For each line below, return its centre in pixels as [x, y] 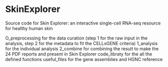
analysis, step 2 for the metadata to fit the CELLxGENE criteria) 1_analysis [81, 43]
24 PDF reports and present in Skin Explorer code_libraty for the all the [79, 54]
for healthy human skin [29, 28]
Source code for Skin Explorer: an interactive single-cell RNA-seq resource [83, 23]
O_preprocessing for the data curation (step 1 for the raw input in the [76, 38]
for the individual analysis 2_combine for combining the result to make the [82, 48]
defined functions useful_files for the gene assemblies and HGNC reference [84, 59]
